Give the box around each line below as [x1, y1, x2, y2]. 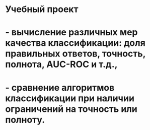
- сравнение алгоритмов [5, 82, 115, 93]
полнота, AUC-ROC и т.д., [5, 59, 118, 70]
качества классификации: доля [5, 37, 146, 49]
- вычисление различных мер [5, 27, 138, 38]
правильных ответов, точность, [5, 48, 146, 59]
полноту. [5, 114, 45, 125]
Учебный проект [5, 4, 79, 15]
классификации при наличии [5, 92, 135, 104]
